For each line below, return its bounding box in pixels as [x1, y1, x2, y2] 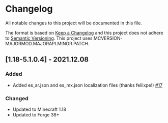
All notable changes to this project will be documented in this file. [5, 20, 143, 26]
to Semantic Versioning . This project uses [5, 35, 93, 41]
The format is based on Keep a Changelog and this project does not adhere [5, 29, 163, 36]
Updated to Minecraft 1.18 [12, 106, 66, 112]
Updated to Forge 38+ [12, 111, 60, 117]
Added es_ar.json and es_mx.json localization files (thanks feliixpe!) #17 [12, 82, 163, 88]
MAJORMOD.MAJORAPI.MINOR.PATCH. [5, 40, 90, 46]
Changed [5, 95, 29, 102]
